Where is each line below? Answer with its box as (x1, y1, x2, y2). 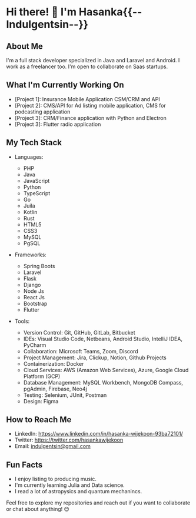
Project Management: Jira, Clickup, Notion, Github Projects (23, 354, 167, 361)
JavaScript (23, 177, 50, 184)
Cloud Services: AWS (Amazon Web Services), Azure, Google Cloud (23, 366, 189, 373)
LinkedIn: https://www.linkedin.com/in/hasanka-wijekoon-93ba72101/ (14, 430, 184, 437)
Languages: (14, 153, 44, 161)
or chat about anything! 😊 (6, 506, 69, 513)
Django (23, 281, 41, 288)
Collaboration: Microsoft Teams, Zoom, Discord (23, 347, 138, 355)
